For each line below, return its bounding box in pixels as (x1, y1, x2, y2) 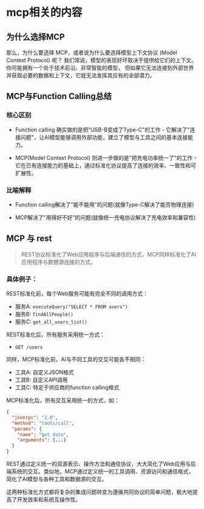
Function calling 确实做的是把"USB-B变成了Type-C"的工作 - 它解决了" (15, 126, 190, 133)
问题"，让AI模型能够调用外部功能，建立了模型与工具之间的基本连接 (20, 133, 188, 140)
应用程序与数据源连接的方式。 (21, 258, 96, 265)
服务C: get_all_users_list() (15, 318, 88, 325)
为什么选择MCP (6, 32, 65, 42)
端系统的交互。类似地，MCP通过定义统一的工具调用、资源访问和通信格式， (6, 468, 194, 475)
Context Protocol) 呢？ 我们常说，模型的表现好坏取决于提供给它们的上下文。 (6, 57, 197, 64)
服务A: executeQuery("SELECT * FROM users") (15, 303, 128, 310)
